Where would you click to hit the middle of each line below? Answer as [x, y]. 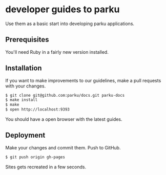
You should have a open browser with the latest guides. [64, 119]
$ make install [22, 100]
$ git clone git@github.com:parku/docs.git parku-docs [65, 95]
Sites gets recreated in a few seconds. [46, 167]
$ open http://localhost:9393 [38, 110]
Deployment [25, 135]
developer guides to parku [63, 9]
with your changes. [26, 86]
